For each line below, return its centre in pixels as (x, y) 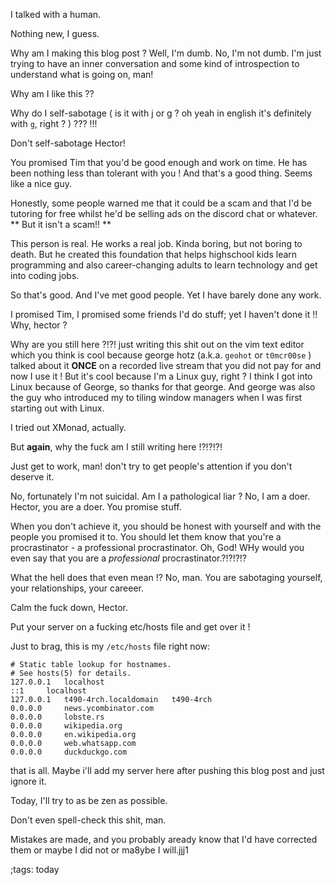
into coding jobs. (45, 275)
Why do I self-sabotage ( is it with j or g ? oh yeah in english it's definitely (161, 113)
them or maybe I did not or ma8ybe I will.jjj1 (99, 850)
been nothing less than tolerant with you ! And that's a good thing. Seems (161, 173)
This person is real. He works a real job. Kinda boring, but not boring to (156, 243)
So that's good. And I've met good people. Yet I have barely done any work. (166, 295)
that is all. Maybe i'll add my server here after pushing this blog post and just (167, 770)
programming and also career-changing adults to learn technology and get (164, 265)
